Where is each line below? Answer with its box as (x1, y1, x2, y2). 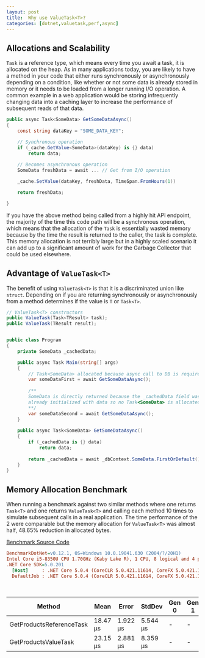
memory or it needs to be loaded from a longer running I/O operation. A (6, 85, 186, 92)
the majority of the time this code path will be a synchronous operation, (6, 218, 186, 225)
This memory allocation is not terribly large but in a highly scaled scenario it (6, 237, 197, 245)
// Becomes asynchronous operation (17, 161, 108, 168)
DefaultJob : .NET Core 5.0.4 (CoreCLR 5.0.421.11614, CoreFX (12, 573, 173, 579)
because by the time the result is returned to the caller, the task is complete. (6, 231, 198, 238)
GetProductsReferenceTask (9, 620, 88, 629)
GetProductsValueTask (9, 638, 74, 646)
